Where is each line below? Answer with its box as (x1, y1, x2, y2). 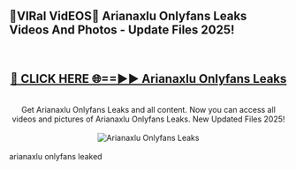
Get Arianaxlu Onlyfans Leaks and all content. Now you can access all (20, 104, 277, 115)
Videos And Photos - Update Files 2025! (9, 23, 235, 38)
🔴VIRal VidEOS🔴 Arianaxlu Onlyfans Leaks (9, 9, 247, 24)
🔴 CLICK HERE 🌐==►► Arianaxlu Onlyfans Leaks (10, 71, 287, 86)
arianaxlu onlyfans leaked (9, 151, 103, 161)
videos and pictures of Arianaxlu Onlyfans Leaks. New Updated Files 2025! (11, 114, 285, 124)
